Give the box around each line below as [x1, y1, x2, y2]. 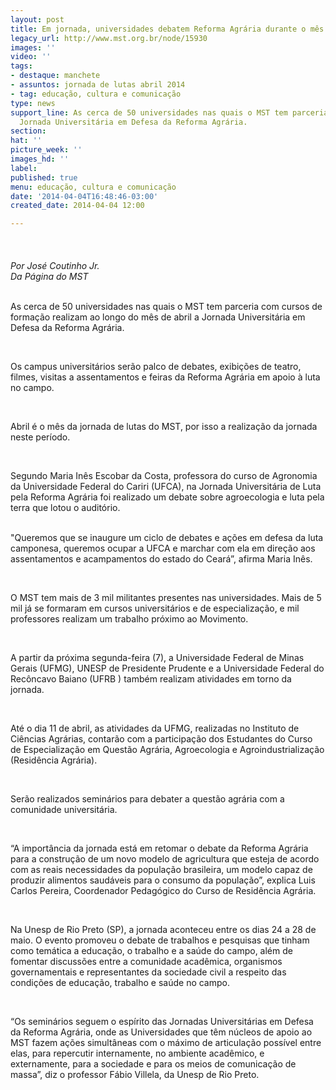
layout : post [10, 14, 65, 25]
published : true [10, 172, 78, 183]
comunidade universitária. [10, 804, 118, 816]
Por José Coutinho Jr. [10, 260, 100, 272]
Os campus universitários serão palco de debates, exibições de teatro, [10, 361, 302, 373]
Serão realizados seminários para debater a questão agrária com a [10, 793, 285, 805]
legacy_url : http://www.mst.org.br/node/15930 [10, 33, 208, 43]
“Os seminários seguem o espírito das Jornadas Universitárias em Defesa [10, 1016, 314, 1028]
